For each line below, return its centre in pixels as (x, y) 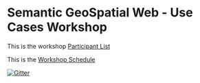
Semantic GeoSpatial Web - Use (100, 13)
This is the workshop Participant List (59, 46)
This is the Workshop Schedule (51, 59)
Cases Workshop (57, 27)
